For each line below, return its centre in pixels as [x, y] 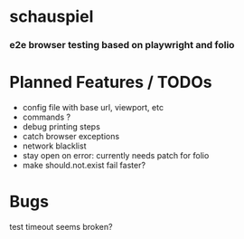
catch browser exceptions [71, 137]
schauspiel [52, 17]
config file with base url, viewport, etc [93, 108]
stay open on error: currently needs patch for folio [116, 156]
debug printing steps [61, 127]
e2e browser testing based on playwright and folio [122, 45]
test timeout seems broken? [61, 226]
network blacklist [54, 146]
